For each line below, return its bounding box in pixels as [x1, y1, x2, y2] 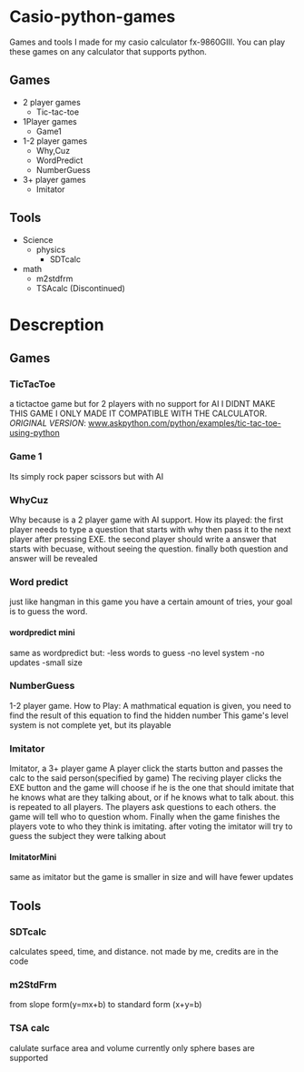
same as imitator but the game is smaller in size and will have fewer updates [9, 872, 294, 883]
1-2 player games [22, 135, 88, 147]
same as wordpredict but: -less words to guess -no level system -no [9, 647, 265, 658]
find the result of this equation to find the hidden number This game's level [9, 710, 289, 721]
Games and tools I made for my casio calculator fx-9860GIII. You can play [9, 36, 286, 47]
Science [22, 234, 54, 245]
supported [9, 1052, 48, 1063]
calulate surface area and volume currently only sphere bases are [9, 1042, 256, 1053]
